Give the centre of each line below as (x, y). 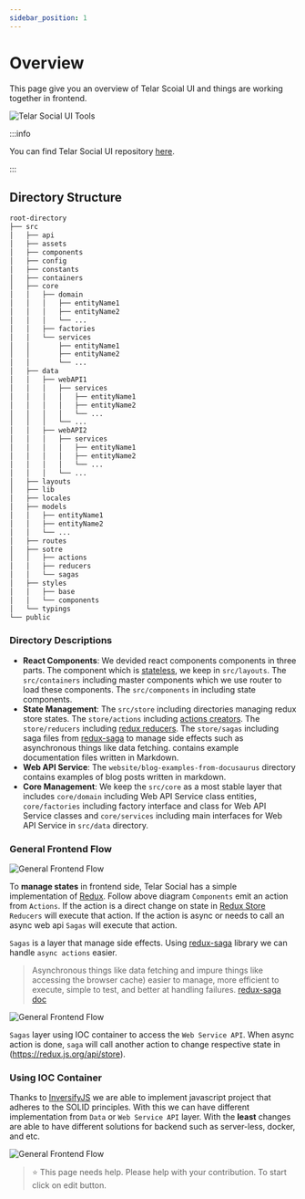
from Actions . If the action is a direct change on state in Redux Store (137, 905)
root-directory (38, 219)
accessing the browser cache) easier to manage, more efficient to (155, 980)
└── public (30, 617)
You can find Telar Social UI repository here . (92, 151)
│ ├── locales (40, 498)
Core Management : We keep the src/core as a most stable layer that (152, 787)
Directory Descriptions (61, 641)
